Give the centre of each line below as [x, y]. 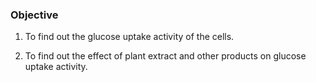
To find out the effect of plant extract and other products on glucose [165, 56]
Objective [34, 15]
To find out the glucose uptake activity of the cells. [129, 37]
